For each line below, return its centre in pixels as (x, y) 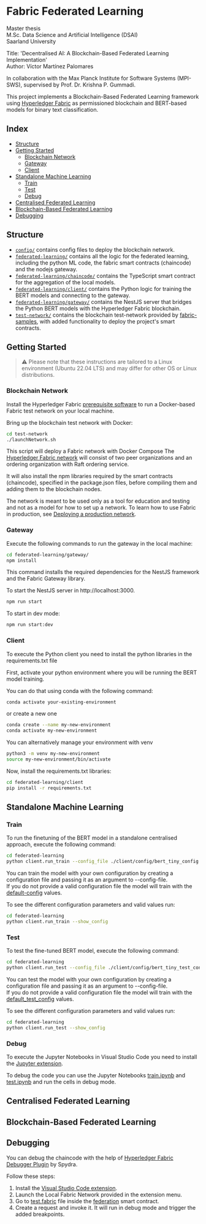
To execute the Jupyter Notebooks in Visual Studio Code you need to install (102, 1056)
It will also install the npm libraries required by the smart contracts (90, 476)
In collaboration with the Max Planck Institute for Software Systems (91, 78)
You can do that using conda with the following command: (80, 691)
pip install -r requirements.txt (49, 788)
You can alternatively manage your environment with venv (80, 742)
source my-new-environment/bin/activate (59, 759)
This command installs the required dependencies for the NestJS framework (103, 572)
